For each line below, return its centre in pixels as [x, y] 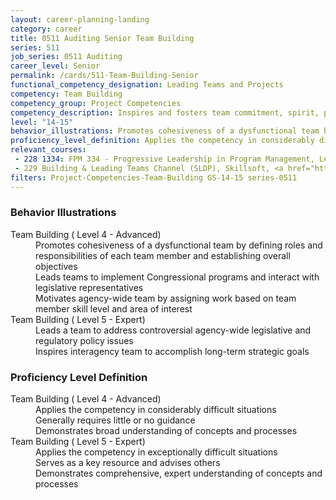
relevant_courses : [48, 150]
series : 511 [35, 47]
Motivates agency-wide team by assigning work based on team [166, 298]
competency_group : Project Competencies [96, 103]
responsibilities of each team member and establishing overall [163, 255]
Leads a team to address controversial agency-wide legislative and [173, 330]
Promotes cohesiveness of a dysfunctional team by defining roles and [179, 245]
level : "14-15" [42, 122]
